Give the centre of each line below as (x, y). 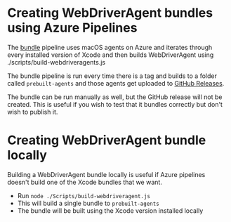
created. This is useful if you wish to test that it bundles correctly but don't (115, 104)
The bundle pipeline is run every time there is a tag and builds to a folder (112, 76)
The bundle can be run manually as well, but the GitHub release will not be (115, 97)
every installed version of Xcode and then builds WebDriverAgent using (111, 55)
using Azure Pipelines (72, 28)
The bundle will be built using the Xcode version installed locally (110, 210)
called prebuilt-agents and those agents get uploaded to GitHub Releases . (116, 83)
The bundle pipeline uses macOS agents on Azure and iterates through (110, 47)
